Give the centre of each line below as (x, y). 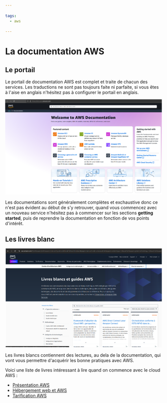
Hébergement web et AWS (40, 391)
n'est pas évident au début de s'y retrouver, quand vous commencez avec (81, 208)
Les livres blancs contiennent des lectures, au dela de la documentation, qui (83, 355)
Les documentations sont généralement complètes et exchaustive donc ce (82, 202)
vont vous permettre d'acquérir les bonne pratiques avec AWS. (70, 361)
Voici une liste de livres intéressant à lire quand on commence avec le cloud (83, 370)
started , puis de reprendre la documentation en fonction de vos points (77, 218)
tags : (11, 16)
